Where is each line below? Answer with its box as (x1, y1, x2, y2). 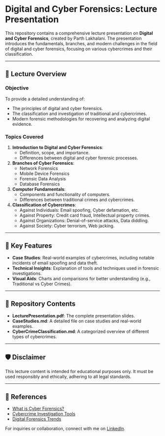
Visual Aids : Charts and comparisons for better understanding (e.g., (12, 275, 151, 281)
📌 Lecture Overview (5, 70, 67, 78)
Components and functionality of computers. (19, 191, 110, 197)
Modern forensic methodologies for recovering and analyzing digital (12, 116, 150, 121)
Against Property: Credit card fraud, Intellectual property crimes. (19, 212, 151, 218)
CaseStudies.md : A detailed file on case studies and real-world (12, 318, 141, 324)
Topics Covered (5, 133, 44, 140)
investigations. (12, 270, 42, 276)
